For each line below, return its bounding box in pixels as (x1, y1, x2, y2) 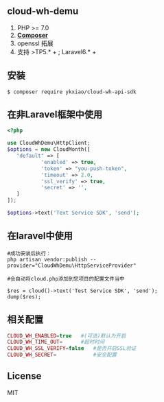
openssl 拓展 (16, 39, 54, 47)
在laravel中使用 (7, 230, 73, 242)
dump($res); (7, 293, 41, 300)
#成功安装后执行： (7, 250, 51, 257)
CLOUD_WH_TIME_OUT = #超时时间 (7, 339, 105, 346)
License (7, 370, 42, 382)
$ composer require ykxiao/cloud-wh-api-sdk (7, 88, 137, 95)
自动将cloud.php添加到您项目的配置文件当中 (15, 275, 125, 282)
